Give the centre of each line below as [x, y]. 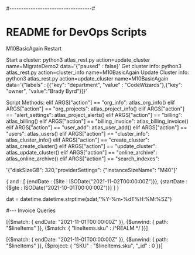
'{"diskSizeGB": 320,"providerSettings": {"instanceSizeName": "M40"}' [92, 170]
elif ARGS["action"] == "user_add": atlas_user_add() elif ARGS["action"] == [97, 127]
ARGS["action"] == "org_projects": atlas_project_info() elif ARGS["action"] [95, 109]
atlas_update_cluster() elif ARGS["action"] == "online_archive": [82, 152]
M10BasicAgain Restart [34, 48]
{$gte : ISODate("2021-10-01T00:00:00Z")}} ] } [63, 187]
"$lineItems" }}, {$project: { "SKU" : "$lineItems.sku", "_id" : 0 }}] [84, 246]
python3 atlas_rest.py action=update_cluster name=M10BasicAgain [87, 78]
